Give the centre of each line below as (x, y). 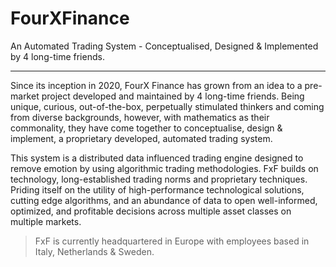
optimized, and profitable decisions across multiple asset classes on (151, 211)
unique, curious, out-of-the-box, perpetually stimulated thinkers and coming (167, 106)
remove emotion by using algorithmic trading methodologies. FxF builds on (164, 168)
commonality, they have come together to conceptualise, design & (146, 128)
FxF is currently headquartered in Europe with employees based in (172, 241)
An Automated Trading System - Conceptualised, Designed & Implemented (164, 46)
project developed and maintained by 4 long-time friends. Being (173, 96)
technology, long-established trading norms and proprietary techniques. (159, 179)
